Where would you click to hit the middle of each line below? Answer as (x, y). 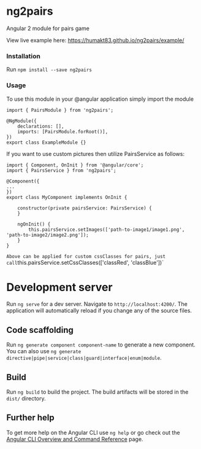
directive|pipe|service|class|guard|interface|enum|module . (84, 358)
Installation (24, 56)
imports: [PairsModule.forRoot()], (63, 131)
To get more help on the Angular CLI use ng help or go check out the (93, 432)
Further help (31, 418)
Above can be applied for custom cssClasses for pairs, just (86, 256)
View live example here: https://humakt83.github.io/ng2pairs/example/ (96, 40)
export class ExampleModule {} (46, 143)
